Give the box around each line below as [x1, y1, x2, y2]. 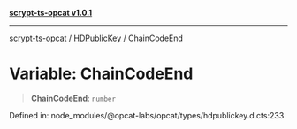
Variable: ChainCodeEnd [9, 64, 194, 84]
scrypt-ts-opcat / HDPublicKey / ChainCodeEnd [9, 33, 184, 43]
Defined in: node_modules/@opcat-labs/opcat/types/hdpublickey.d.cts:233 [9, 110, 285, 120]
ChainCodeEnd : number [30, 93, 117, 103]
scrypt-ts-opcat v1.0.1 [9, 8, 93, 18]
